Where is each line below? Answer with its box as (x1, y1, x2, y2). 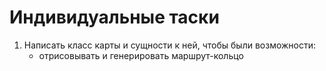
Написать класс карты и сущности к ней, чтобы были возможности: (23, 39, 317, 51)
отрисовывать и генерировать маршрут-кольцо (38, 49, 244, 61)
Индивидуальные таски (9, 6, 220, 29)
